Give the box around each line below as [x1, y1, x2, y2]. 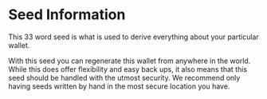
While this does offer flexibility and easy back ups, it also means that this [8, 64, 248, 73]
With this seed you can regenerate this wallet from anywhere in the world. [8, 56, 251, 65]
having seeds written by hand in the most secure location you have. [8, 81, 230, 91]
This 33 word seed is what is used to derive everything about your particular [8, 32, 259, 42]
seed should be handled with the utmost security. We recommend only [8, 73, 241, 82]
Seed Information [8, 6, 126, 24]
